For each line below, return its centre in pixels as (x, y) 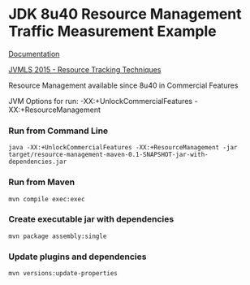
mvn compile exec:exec (47, 199)
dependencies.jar (38, 162)
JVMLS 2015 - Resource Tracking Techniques (85, 69)
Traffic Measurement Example (112, 31)
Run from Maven (42, 182)
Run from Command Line (58, 131)
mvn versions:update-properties (63, 274)
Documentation (34, 54)
